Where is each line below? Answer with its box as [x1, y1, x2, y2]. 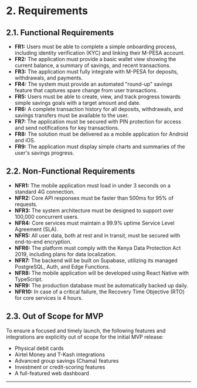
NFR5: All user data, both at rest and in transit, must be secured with [14, 232, 181, 239]
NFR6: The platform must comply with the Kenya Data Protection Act [14, 244, 181, 251]
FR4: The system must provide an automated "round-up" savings [14, 81, 173, 88]
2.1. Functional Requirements [6, 28, 114, 38]
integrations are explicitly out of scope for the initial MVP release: [6, 333, 164, 340]
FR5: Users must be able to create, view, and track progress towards [14, 93, 181, 100]
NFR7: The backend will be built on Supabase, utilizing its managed [14, 257, 178, 264]
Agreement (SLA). [14, 225, 59, 233]
